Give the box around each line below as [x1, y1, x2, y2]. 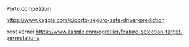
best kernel [6, 28, 34, 35]
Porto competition [6, 5, 51, 12]
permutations [6, 35, 40, 41]
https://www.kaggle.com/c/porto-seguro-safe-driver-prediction [6, 17, 165, 23]
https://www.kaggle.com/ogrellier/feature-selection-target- [35, 28, 183, 35]
